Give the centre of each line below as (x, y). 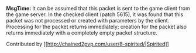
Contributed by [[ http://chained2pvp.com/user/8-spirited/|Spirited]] (88, 44)
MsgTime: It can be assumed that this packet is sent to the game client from (98, 8)
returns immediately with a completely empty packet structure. (82, 33)
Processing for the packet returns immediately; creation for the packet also (97, 26)
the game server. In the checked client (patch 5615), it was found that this (95, 14)
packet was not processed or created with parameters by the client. (88, 20)
